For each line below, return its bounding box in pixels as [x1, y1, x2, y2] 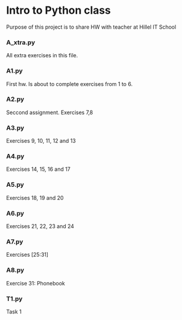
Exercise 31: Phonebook [6, 279, 66, 287]
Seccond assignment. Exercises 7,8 [6, 109, 94, 116]
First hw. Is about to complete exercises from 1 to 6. [6, 80, 133, 87]
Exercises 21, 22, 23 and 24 [6, 223, 75, 230]
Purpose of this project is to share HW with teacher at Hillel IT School [6, 23, 177, 30]
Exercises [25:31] [6, 251, 49, 259]
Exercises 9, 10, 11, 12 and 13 [6, 137, 76, 144]
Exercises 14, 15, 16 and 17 [6, 165, 70, 173]
